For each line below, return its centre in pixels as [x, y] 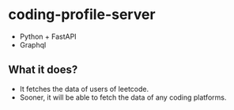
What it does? [43, 70]
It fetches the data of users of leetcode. [84, 89]
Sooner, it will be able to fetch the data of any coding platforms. [123, 97]
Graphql [33, 44]
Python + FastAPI [48, 36]
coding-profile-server [82, 15]
